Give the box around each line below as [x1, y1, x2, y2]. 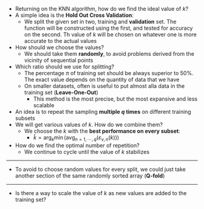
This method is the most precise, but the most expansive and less [33, 95, 198, 102]
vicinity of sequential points [24, 57, 93, 64]
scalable [33, 102, 55, 108]
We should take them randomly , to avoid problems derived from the [24, 50, 194, 57]
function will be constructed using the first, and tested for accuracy [24, 24, 193, 32]
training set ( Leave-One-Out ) [24, 89, 98, 96]
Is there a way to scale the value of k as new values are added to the [15, 189, 187, 196]
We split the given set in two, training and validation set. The [24, 18, 177, 25]
